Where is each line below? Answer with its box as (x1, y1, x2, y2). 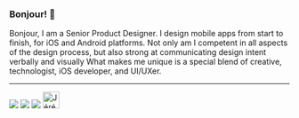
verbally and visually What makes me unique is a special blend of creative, (9, 57, 282, 67)
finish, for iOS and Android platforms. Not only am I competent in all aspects (9, 37, 288, 48)
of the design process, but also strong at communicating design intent (9, 47, 267, 58)
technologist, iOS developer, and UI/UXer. (9, 66, 162, 76)
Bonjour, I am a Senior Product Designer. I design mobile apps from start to (9, 28, 284, 39)
